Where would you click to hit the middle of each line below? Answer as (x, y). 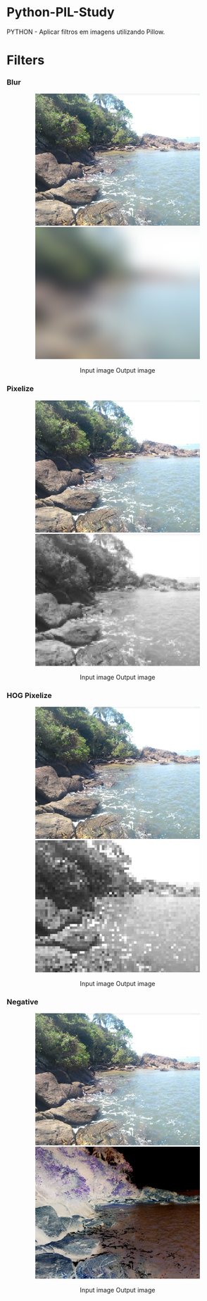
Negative (23, 1002)
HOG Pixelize (29, 695)
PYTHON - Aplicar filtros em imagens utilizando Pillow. (86, 32)
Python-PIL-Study (61, 12)
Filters (26, 60)
